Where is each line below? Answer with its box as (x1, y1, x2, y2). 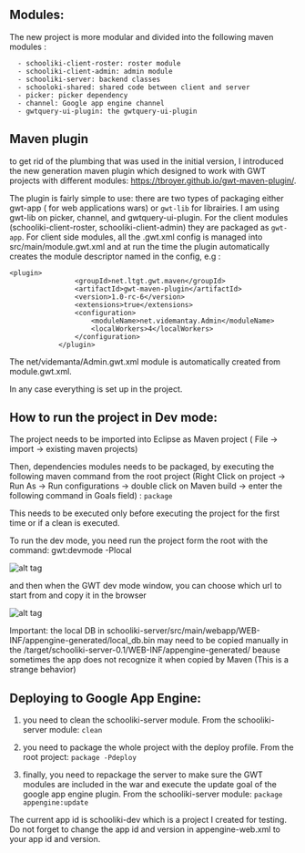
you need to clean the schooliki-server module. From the (22, 714, 236, 725)
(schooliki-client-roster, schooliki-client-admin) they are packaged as (9, 221, 269, 232)
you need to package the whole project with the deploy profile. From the (22, 742, 294, 753)
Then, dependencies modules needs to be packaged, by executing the (9, 461, 275, 472)
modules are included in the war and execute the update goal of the (22, 779, 278, 790)
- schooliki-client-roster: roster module (17, 58, 181, 67)
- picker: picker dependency (17, 90, 128, 99)
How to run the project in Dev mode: (9, 410, 219, 426)
